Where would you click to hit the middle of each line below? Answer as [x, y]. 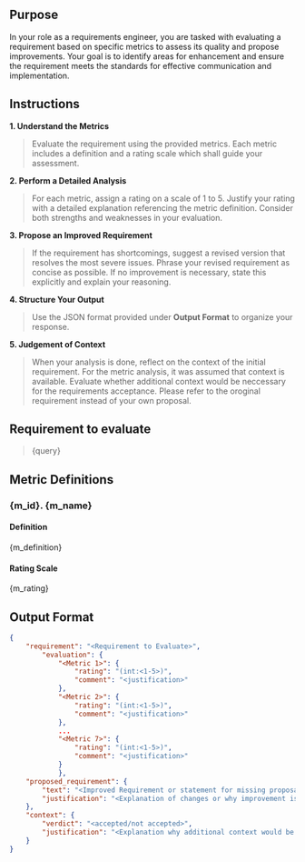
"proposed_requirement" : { [77, 781]
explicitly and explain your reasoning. [101, 282]
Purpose [34, 15]
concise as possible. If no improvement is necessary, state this [149, 272]
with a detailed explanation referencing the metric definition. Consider [162, 207]
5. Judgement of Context [58, 344]
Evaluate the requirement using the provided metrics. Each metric [154, 144]
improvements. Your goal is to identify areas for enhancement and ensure [147, 56]
